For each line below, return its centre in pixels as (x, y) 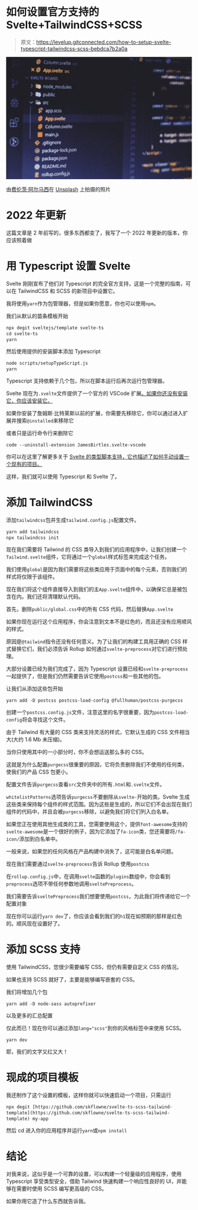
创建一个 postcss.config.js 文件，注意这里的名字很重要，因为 (80, 712)
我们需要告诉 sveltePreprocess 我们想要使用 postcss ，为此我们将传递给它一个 (98, 896)
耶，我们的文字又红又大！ (37, 1052)
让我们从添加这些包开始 (34, 688)
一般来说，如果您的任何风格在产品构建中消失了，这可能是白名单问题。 (91, 851)
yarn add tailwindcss (33, 532)
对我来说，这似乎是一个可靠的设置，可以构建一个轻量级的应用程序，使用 (94, 1173)
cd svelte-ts (22, 334)
